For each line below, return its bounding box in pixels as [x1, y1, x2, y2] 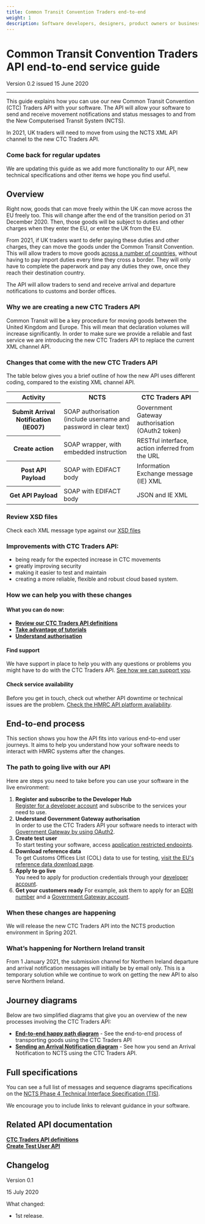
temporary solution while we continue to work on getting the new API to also [6, 971, 198, 978]
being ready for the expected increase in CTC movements [15, 556, 161, 564]
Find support [6, 646, 40, 654]
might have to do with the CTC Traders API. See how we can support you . [6, 667, 192, 674]
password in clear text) [63, 422, 130, 431]
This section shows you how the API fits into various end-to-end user [6, 735, 181, 742]
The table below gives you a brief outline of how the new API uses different [6, 372, 195, 380]
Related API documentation [6, 1119, 113, 1130]
